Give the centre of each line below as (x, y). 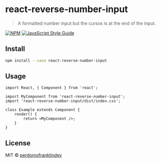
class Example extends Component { (43, 110)
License (18, 143)
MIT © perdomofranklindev (34, 155)
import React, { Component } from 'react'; (52, 88)
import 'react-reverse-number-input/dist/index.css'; (63, 101)
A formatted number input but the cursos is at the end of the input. (87, 23)
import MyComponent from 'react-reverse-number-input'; (65, 97)
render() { (26, 115)
